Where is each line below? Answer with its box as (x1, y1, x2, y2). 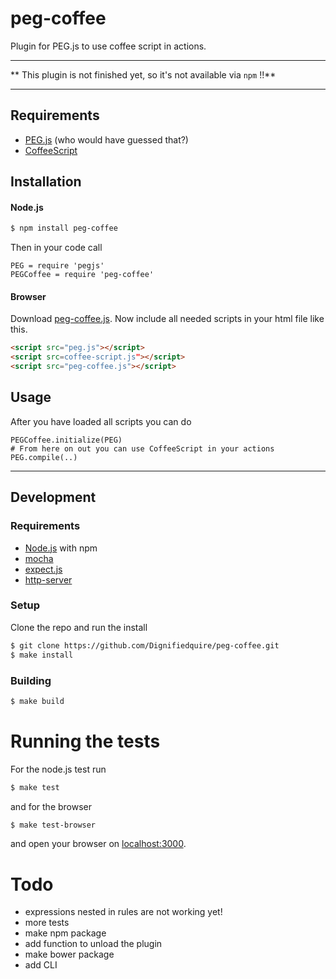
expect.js (24, 563, 63, 575)
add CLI (24, 959, 58, 971)
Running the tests (10, 730, 161, 752)
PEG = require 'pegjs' (10, 261, 105, 271)
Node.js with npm (24, 542, 98, 554)
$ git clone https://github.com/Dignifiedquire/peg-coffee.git (10, 640, 280, 651)
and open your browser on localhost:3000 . (10, 838, 187, 850)
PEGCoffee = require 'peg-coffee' (10, 270, 155, 280)
